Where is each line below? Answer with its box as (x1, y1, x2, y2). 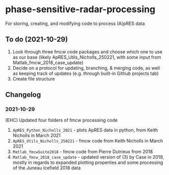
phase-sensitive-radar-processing (5, 4, 156, 15)
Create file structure (12, 75, 55, 82)
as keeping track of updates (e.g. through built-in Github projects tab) (12, 70, 159, 76)
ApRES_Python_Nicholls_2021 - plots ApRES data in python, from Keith (12, 127, 158, 133)
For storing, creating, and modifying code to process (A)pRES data (5, 20, 145, 26)
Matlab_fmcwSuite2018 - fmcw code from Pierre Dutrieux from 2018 (12, 149, 153, 155)
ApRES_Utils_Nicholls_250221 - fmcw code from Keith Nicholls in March (12, 138, 163, 144)
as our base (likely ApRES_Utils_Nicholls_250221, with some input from (12, 54, 161, 60)
